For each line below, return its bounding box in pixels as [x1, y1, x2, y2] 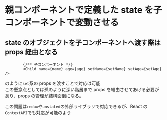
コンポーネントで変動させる [5, 17, 119, 28]
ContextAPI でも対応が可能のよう [5, 110, 71, 115]
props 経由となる [5, 48, 58, 56]
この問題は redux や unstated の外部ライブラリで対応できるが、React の [5, 103, 148, 109]
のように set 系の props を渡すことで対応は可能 [5, 80, 101, 86]
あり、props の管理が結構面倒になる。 [5, 93, 84, 99]
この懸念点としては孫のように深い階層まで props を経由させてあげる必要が [5, 87, 159, 92]
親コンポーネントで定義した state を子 [5, 4, 162, 16]
